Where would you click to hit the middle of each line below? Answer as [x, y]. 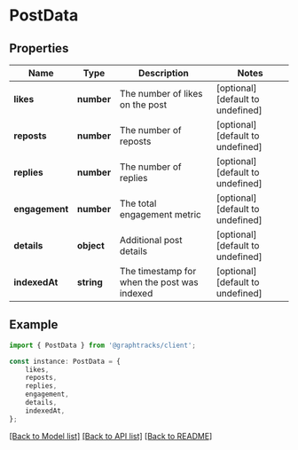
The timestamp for [158, 271]
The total [138, 203]
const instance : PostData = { [65, 361]
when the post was [159, 282]
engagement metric [160, 214]
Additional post [151, 240]
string [90, 282]
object [90, 245]
